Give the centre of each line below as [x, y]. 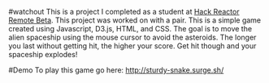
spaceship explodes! [43, 54]
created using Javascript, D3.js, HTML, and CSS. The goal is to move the [130, 29]
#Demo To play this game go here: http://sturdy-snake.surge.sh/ [116, 70]
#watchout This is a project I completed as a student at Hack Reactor [124, 12]
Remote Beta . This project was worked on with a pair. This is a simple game [135, 20]
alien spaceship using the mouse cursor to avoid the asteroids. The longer [132, 37]
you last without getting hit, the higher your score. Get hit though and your [132, 46]
